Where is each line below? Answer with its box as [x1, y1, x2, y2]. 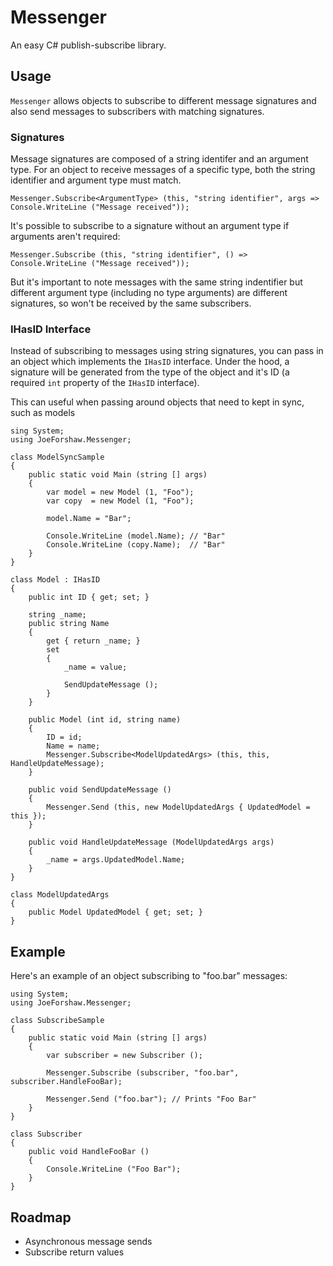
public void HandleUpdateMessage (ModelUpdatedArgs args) [28, 837, 275, 848]
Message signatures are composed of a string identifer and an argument [10, 153, 309, 165]
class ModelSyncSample [10, 452, 105, 463]
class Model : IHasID [10, 575, 101, 585]
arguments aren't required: [10, 231, 121, 243]
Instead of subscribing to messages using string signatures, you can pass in [10, 345, 324, 357]
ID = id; [46, 732, 83, 743]
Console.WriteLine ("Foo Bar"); [46, 1164, 182, 1175]
